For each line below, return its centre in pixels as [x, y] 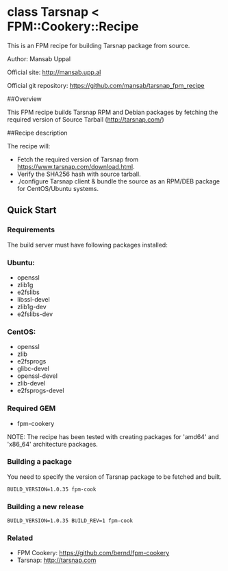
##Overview [25, 99]
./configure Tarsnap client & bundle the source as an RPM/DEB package [118, 181]
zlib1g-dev [31, 306]
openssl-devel [37, 376]
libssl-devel [33, 299]
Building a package [40, 462]
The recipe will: [29, 146]
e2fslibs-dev [35, 314]
